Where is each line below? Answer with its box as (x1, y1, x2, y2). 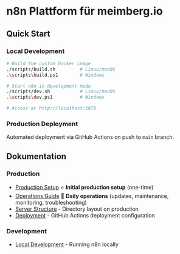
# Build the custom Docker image (6, 60, 91, 66)
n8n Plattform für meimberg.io (6, 4, 163, 18)
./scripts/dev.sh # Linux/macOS (6, 88, 116, 95)
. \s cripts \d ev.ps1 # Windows (6, 94, 105, 101)
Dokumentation (6, 151, 67, 161)
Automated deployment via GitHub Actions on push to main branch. (6, 133, 175, 141)
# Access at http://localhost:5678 (6, 105, 97, 111)
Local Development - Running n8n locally (15, 241, 119, 248)
